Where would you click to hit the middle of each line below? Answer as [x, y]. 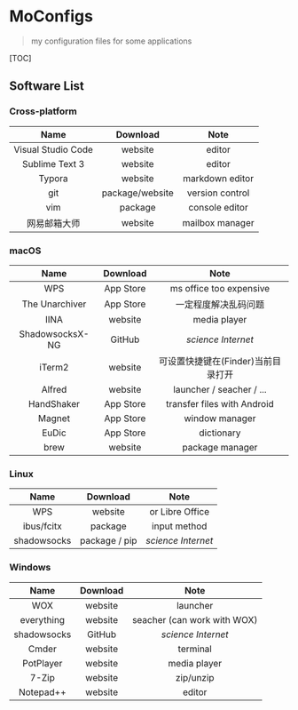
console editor [218, 207]
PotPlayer [42, 663]
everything [42, 619]
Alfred [54, 389]
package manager [220, 447]
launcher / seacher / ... [220, 389]
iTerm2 [54, 367]
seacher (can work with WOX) [195, 619]
